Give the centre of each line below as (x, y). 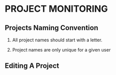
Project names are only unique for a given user (61, 50)
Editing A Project (32, 66)
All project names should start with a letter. (57, 40)
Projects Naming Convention (51, 28)
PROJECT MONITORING (56, 9)
